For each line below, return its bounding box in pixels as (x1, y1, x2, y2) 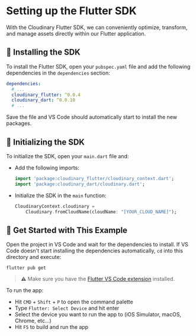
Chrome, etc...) (14, 317, 52, 324)
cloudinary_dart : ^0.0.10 (11, 97, 76, 103)
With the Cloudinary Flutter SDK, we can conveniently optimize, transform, (6, 24, 188, 31)
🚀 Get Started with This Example (6, 225, 128, 235)
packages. (6, 120, 32, 127)
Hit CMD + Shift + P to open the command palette (14, 298, 133, 306)
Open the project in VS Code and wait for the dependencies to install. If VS (6, 241, 188, 248)
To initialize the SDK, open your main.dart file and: (6, 152, 129, 159)
